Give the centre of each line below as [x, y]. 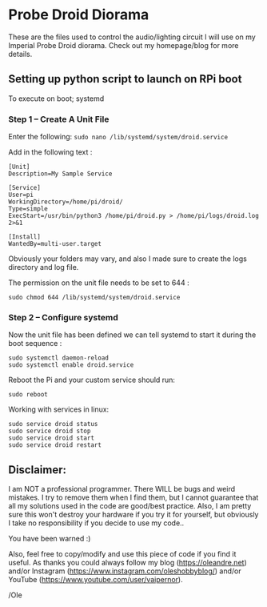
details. [20, 54]
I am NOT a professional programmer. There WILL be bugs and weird [122, 489]
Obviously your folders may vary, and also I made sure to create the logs [128, 259]
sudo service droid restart [55, 445]
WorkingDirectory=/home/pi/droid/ [66, 202]
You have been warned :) [50, 539]
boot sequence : [35, 344]
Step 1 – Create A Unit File [59, 119]
